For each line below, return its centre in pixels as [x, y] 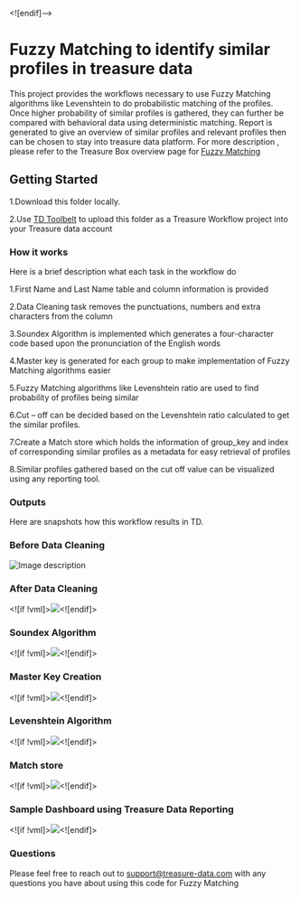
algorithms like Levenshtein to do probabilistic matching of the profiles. [141, 103]
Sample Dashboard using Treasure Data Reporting [122, 809]
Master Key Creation [56, 677]
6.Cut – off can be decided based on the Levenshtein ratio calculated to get [150, 416]
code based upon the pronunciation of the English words [115, 343]
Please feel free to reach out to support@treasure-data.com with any [138, 873]
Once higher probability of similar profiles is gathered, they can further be [147, 113]
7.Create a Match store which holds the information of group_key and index [149, 443]
